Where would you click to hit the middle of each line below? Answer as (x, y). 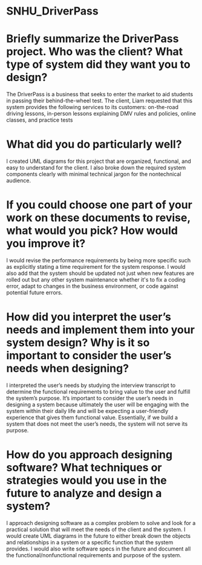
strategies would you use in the (87, 481)
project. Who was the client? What (95, 52)
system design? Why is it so (78, 343)
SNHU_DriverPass (52, 11)
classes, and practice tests (40, 120)
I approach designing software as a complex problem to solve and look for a (101, 523)
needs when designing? (67, 368)
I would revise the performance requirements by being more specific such (99, 260)
